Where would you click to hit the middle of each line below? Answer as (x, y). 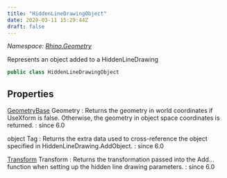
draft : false (26, 26)
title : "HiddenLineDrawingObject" (57, 14)
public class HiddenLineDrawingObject (63, 72)
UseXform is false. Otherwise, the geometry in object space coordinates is (113, 118)
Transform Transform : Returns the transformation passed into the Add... (111, 159)
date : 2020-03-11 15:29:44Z (48, 20)
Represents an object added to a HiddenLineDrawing (83, 60)
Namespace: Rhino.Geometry (50, 46)
